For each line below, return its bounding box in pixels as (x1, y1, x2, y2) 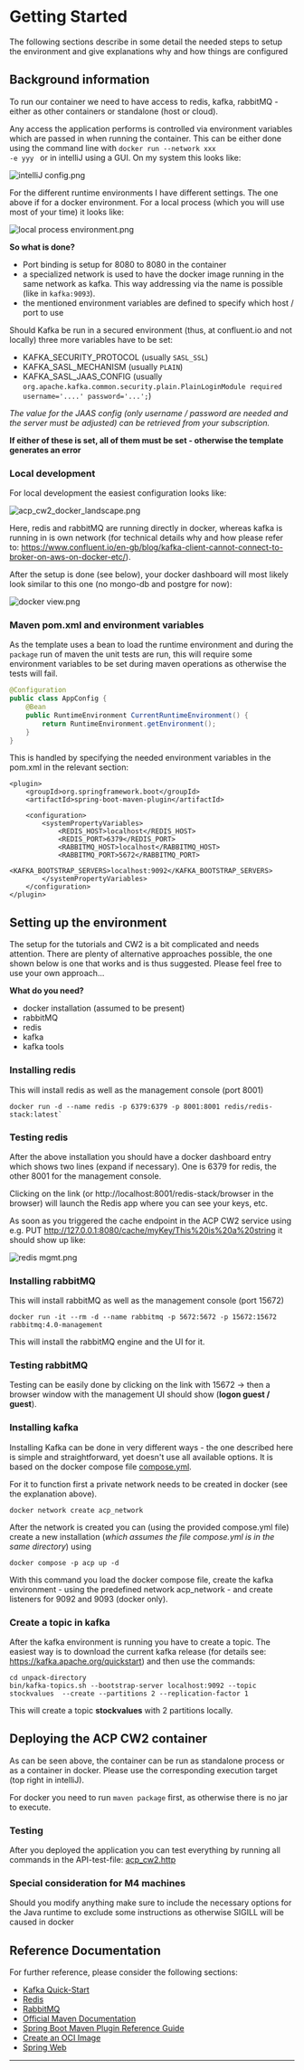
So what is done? (9, 242, 75, 252)
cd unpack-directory (9, 1674, 88, 1683)
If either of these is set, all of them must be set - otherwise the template (9, 434, 284, 445)
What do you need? (9, 985, 84, 996)
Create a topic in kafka (9, 1616, 110, 1628)
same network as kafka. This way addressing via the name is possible (22, 278, 283, 289)
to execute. (9, 1801, 52, 1812)
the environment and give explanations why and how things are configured (9, 45, 289, 56)
